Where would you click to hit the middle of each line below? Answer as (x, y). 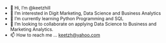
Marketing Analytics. (31, 29)
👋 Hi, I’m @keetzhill (30, 8)
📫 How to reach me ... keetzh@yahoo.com (55, 35)
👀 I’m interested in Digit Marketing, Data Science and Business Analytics (86, 13)
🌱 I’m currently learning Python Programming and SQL (67, 18)
